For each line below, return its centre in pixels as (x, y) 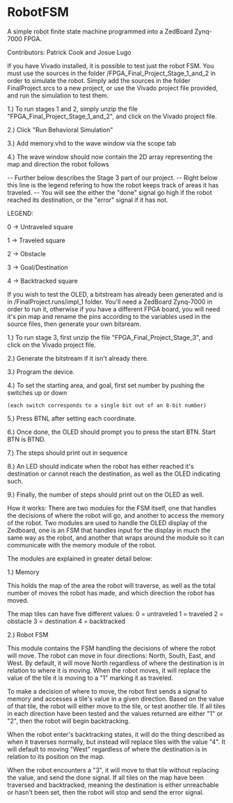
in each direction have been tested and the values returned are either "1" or (115, 713)
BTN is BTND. (27, 439)
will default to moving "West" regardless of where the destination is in (107, 749)
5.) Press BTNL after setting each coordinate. (72, 418)
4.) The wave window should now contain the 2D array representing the (110, 157)
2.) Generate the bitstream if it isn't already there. (78, 358)
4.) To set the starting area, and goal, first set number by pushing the (106, 385)
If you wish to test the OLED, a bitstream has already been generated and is (115, 294)
